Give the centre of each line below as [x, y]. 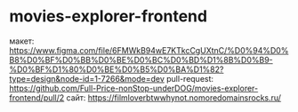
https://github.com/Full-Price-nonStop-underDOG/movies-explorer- [134, 88]
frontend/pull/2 [37, 97]
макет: [22, 41]
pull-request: [190, 78]
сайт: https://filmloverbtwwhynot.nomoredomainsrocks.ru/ [174, 97]
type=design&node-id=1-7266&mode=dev [87, 78]
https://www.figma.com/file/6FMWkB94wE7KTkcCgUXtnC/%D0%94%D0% [149, 50]
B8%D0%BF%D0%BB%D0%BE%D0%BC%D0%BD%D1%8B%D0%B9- [141, 60]
